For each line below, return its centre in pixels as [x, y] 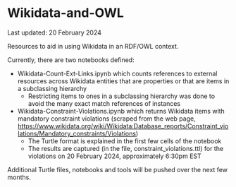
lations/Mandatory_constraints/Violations [76, 133]
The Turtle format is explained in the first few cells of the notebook [125, 141]
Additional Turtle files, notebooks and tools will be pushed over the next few [117, 169]
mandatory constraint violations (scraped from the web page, [106, 119]
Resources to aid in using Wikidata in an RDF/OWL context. [93, 46]
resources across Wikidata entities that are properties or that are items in [123, 81]
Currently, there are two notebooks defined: [71, 60]
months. [19, 177]
